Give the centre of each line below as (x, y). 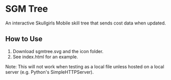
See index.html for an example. (45, 57)
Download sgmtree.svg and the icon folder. (58, 51)
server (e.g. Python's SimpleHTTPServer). (50, 72)
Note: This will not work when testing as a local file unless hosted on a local (85, 66)
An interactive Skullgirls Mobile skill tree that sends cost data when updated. (86, 23)
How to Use (24, 39)
